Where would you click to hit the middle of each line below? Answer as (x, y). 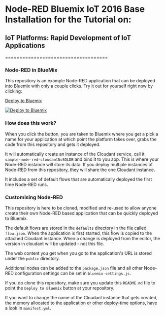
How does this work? (31, 123)
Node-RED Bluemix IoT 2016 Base (75, 9)
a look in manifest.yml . (28, 308)
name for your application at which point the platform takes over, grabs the (81, 139)
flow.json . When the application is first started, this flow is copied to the (79, 233)
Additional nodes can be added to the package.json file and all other (74, 268)
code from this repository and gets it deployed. (53, 144)
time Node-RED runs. (27, 184)
